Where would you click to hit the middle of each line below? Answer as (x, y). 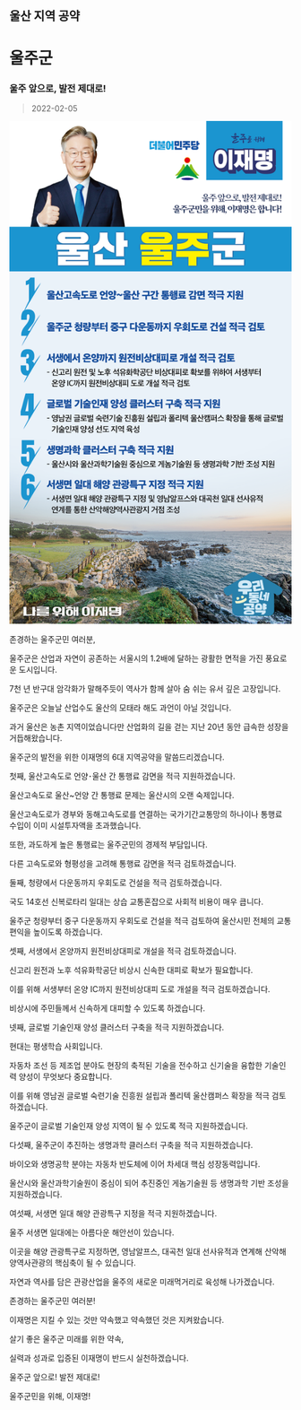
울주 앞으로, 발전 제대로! (58, 88)
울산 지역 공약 (45, 16)
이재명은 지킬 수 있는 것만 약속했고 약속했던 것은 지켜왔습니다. (117, 1320)
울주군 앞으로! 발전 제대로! (55, 1377)
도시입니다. (38, 670)
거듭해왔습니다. (36, 738)
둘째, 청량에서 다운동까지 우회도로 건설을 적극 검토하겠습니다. (116, 883)
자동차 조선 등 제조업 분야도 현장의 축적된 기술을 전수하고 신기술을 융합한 (136, 1066)
